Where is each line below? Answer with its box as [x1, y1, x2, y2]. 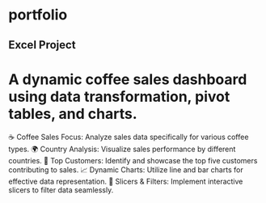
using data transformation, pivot [8, 87, 230, 106]
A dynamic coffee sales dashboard [8, 70, 247, 88]
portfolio [8, 6, 68, 24]
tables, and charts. [8, 104, 137, 123]
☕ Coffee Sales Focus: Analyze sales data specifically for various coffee [8, 132, 249, 142]
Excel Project [8, 38, 76, 52]
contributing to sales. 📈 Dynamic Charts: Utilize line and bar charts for [8, 164, 244, 175]
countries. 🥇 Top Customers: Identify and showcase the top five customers [8, 155, 258, 165]
